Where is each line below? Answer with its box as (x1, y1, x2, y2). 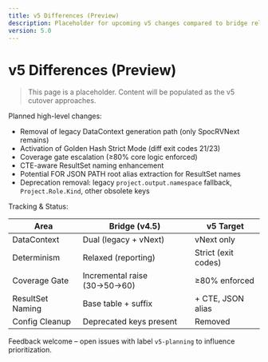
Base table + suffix (82, 298, 153, 309)
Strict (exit (195, 247, 234, 258)
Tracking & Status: (8, 201, 69, 212)
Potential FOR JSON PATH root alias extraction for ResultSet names (19, 169, 241, 179)
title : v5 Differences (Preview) (8, 11, 120, 20)
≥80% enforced (195, 275, 255, 286)
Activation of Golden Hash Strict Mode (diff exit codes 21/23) (19, 144, 221, 153)
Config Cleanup (12, 316, 72, 328)
